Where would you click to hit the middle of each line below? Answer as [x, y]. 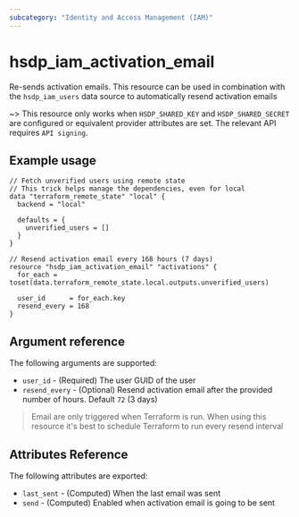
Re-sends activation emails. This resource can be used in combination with [147, 87]
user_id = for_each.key [71, 299]
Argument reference [67, 341]
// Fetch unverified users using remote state [97, 181]
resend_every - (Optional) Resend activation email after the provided [147, 390]
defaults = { [42, 220]
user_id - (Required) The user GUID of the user [109, 380]
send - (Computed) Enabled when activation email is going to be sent [148, 503]
